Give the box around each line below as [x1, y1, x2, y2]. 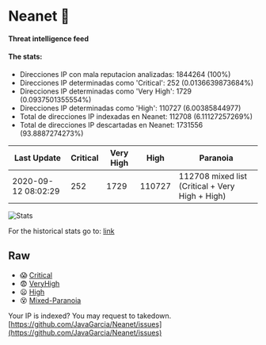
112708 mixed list [178, 171, 248, 182]
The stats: [8, 52, 43, 62]
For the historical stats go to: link [8, 226, 115, 236]
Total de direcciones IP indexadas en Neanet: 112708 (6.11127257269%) [19, 111, 253, 121]
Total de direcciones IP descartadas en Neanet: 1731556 [19, 120, 203, 129]
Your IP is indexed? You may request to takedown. [8, 311, 172, 320]
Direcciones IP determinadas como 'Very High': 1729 [19, 86, 192, 96]
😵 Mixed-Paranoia [19, 295, 82, 305]
